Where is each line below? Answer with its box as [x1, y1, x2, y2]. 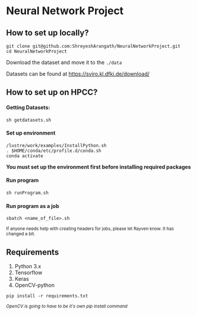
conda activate [6, 152, 44, 159]
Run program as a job [6, 202, 60, 209]
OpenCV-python [14, 282, 55, 289]
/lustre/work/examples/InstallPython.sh [6, 142, 107, 148]
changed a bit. [6, 231, 35, 237]
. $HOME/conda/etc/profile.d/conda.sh [6, 148, 101, 154]
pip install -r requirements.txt [6, 293, 88, 299]
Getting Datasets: [6, 103, 50, 111]
